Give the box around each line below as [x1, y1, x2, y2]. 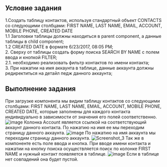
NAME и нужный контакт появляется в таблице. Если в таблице [5, 151, 160, 157]
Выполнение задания [5, 85, 76, 93]
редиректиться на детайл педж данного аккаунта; [5, 70, 113, 76]
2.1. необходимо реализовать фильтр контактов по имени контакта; [5, 59, 150, 65]
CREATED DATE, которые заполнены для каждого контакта [5, 108, 131, 114]
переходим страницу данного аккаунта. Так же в [5, 135, 144, 141]
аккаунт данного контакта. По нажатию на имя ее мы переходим [5, 124, 145, 130]
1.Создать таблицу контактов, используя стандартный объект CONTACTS [5, 17, 162, 23]
